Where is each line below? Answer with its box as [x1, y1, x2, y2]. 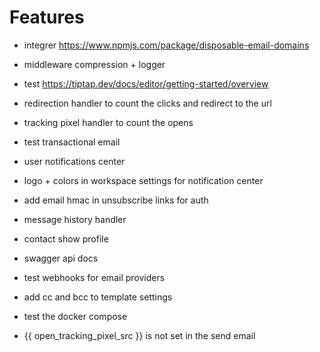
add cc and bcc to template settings [23, 291, 173, 303]
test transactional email [23, 136, 121, 148]
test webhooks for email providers [23, 271, 166, 283]
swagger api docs [23, 252, 99, 264]
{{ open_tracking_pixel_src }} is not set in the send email [23, 329, 256, 341]
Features [9, 6, 85, 29]
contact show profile [23, 232, 109, 245]
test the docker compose [23, 310, 128, 322]
